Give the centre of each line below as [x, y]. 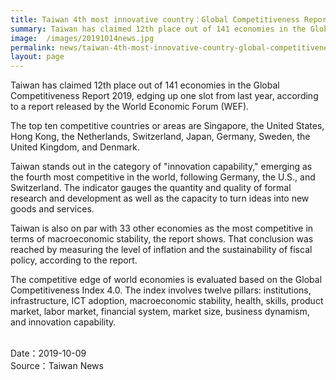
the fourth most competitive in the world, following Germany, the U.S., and [163, 177]
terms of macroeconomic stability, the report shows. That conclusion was [162, 239]
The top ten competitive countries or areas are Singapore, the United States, [167, 126]
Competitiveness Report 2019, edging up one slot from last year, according [164, 96]
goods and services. [52, 209]
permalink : [33, 47]
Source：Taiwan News [57, 366]
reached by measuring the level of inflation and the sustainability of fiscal [161, 250]
